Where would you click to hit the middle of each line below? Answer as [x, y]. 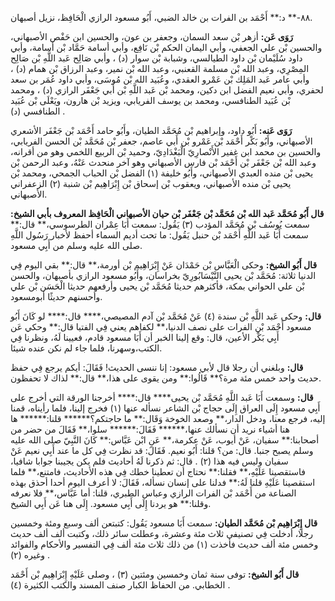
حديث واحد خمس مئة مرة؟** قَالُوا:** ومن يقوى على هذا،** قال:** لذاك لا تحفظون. [166, 378]
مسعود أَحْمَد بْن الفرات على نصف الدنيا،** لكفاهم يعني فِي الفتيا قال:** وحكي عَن [161, 326]
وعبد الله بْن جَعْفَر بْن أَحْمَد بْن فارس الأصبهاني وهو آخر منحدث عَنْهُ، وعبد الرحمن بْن [163, 162]
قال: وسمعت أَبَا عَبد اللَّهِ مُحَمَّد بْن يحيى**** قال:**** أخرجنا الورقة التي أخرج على [162, 397]
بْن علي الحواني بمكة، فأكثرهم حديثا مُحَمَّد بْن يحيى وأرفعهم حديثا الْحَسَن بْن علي [157, 286]
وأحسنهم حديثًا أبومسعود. [56, 296]
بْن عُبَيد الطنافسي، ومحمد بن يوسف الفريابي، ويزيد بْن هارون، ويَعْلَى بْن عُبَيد [150, 100]
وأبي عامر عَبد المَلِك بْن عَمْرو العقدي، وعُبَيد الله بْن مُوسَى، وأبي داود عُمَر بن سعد [160, 79]
